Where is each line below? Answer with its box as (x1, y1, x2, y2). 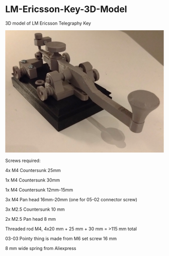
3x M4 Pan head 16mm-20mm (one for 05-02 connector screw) (5, 196, 137, 202)
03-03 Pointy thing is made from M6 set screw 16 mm (5, 235, 117, 241)
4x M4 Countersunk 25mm (5, 167, 61, 173)
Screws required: (5, 157, 41, 163)
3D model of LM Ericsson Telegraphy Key (5, 20, 92, 26)
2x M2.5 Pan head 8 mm (5, 216, 56, 222)
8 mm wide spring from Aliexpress (5, 245, 76, 251)
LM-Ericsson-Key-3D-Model (5, 4, 127, 15)
